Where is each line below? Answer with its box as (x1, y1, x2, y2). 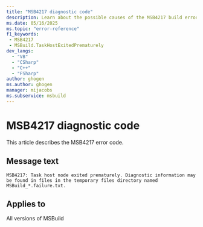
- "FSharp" (11, 70, 39, 76)
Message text (6, 156, 59, 166)
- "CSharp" (11, 59, 39, 65)
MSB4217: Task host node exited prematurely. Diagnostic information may (6, 172, 196, 178)
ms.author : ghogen (6, 82, 53, 88)
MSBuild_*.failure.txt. (6, 182, 66, 188)
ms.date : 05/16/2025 (6, 20, 59, 26)
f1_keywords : (6, 31, 39, 37)
